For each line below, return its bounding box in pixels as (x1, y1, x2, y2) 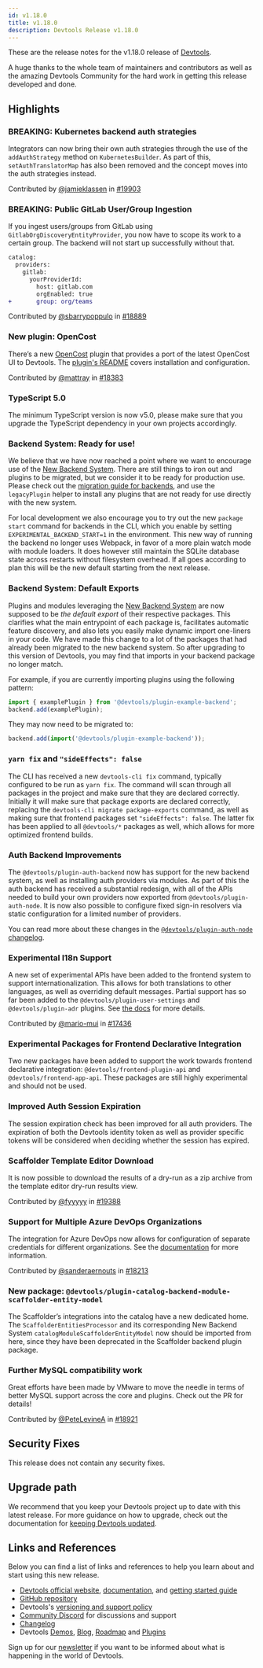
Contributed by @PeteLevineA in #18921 (8, 1414, 138, 1423)
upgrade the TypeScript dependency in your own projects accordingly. (8, 418, 237, 429)
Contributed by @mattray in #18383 (8, 373, 124, 382)
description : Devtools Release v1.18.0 (8, 26, 139, 34)
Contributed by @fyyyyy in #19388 (8, 1197, 122, 1206)
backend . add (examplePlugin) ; (8, 705, 104, 713)
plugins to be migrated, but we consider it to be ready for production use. (8, 473, 246, 482)
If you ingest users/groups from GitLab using (8, 222, 153, 231)
